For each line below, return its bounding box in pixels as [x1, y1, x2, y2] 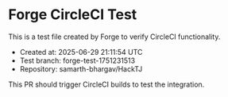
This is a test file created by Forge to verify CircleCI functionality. [8, 32, 221, 41]
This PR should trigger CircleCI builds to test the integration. [8, 80, 205, 89]
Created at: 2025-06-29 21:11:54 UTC [19, 47, 143, 56]
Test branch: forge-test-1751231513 [19, 56, 136, 65]
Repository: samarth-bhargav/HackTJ [19, 64, 143, 73]
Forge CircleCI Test [8, 6, 137, 24]
